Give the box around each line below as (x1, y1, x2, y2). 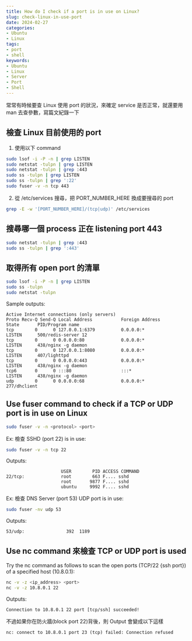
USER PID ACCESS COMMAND (61, 469, 140, 475)
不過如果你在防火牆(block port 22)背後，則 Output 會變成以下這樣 (6, 618, 164, 625)
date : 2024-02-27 (6, 19, 48, 25)
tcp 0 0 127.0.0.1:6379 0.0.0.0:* (6, 327, 145, 333)
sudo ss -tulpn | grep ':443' (6, 245, 80, 251)
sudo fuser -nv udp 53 (6, 507, 61, 513)
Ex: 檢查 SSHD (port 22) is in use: (6, 435, 86, 442)
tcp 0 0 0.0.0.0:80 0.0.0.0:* (6, 337, 145, 343)
